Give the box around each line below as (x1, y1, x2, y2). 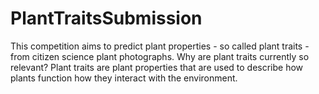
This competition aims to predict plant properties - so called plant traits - (10, 40, 310, 52)
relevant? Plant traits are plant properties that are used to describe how (10, 61, 304, 73)
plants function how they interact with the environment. (10, 72, 238, 84)
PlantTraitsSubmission (10, 7, 203, 30)
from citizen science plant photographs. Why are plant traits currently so (10, 50, 310, 62)
